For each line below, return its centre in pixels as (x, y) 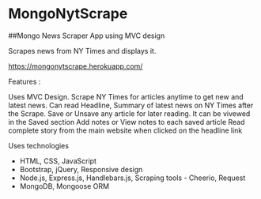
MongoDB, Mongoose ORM (64, 186)
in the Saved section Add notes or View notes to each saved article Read (127, 122)
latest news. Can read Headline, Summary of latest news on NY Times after (131, 105)
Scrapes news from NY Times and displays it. (82, 51)
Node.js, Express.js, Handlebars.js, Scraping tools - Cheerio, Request (132, 178)
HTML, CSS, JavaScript (58, 161)
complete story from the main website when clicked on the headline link (125, 130)
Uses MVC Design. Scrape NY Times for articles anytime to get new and (126, 96)
